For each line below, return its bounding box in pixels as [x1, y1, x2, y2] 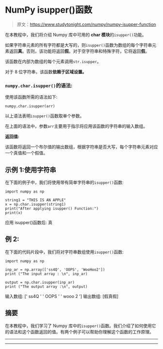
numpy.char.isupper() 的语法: [5, 82, 73, 89]
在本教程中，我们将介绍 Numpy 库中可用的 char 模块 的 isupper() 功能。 [5, 32, 147, 37]
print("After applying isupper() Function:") [5, 206, 98, 211]
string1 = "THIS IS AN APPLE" [5, 198, 66, 203]
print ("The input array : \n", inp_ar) [5, 271, 88, 276]
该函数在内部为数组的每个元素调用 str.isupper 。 [5, 58, 101, 64]
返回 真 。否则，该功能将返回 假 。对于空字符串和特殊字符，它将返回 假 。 [9, 48, 149, 54]
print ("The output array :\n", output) [5, 284, 88, 289]
